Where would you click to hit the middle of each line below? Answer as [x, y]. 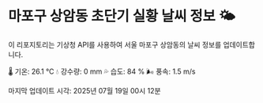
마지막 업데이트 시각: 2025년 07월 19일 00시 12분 [85, 90]
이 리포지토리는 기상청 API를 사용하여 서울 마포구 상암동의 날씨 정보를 [115, 44]
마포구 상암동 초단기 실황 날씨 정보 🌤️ [122, 16]
